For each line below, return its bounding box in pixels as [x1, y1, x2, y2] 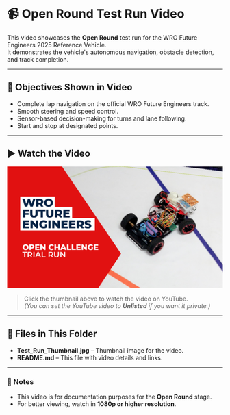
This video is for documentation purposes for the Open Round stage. [16, 392, 212, 401]
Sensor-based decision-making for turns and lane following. [16, 114, 187, 123]
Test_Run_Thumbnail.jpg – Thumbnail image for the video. [16, 346, 184, 354]
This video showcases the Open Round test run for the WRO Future [7, 33, 198, 42]
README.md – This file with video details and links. [16, 353, 163, 362]
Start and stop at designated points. [16, 121, 118, 129]
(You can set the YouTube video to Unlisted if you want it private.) [23, 302, 211, 310]
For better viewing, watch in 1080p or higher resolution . [16, 400, 177, 408]
